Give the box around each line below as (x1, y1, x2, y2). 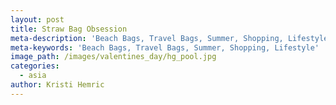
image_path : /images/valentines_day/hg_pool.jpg (10, 52, 217, 62)
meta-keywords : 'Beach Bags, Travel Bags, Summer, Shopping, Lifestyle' (10, 42, 320, 53)
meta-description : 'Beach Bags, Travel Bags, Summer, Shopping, (10, 33, 284, 43)
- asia (19, 71, 47, 81)
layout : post (10, 14, 65, 25)
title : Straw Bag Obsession (10, 24, 128, 34)
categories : (10, 61, 60, 71)
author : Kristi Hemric (10, 80, 105, 90)
